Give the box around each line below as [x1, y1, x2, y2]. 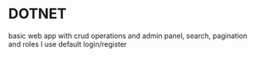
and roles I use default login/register [8, 39, 127, 48]
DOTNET [8, 5, 67, 23]
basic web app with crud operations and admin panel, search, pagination [8, 31, 248, 40]
